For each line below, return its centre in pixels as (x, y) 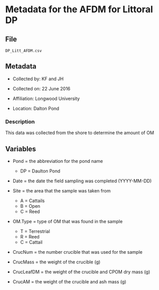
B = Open (30, 206)
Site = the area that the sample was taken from (61, 190)
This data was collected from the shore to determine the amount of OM (80, 133)
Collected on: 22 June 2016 (41, 88)
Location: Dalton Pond (36, 108)
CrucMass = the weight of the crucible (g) (56, 262)
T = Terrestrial (35, 231)
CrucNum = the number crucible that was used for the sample (77, 252)
